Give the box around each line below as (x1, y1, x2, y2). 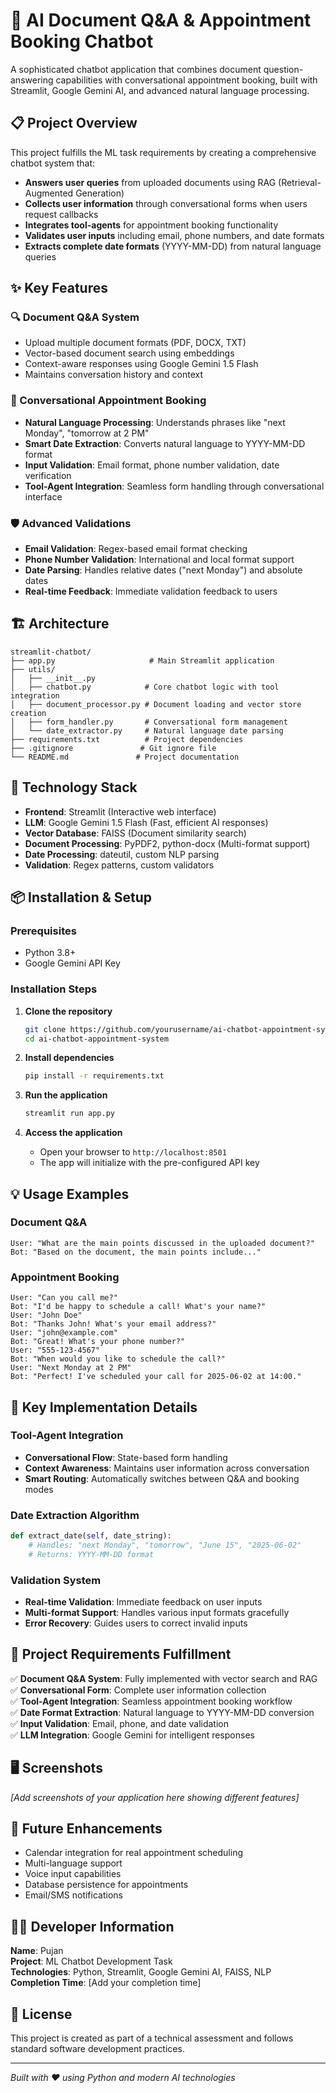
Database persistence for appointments (24, 1879, 189, 1891)
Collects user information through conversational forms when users (24, 197, 308, 209)
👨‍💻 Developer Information (10, 1918, 175, 1935)
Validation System (10, 1573, 102, 1587)
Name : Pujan (10, 1945, 64, 1957)
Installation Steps (10, 982, 98, 996)
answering (10, 74, 54, 86)
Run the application (24, 1089, 108, 1101)
